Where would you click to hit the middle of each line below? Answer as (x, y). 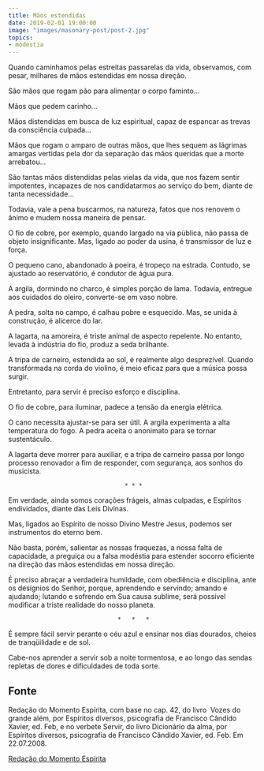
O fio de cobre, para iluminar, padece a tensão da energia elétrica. (115, 407)
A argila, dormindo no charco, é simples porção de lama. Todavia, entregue (130, 289)
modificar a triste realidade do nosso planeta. (82, 605)
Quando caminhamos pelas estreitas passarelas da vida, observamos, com (130, 67)
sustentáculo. (30, 440)
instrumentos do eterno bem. (55, 533)
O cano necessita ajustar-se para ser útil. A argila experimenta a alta (119, 422)
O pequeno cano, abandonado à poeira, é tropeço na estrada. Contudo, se (129, 265)
